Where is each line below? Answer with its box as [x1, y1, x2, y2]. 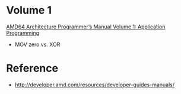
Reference [6, 61, 58, 75]
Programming [6, 29, 40, 36]
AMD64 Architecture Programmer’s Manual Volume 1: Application [6, 23, 166, 30]
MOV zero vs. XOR [14, 41, 61, 48]
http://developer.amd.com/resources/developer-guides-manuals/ [14, 81, 175, 88]
